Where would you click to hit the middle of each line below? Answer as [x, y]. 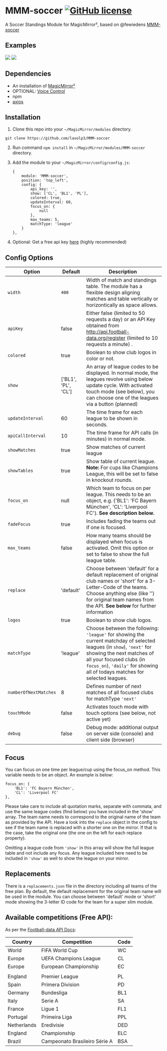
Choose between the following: [123, 628]
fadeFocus [19, 524]
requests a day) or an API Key [121, 319]
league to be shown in [112, 419]
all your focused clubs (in [116, 659]
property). [16, 838]
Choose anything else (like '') [121, 594]
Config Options [29, 257]
